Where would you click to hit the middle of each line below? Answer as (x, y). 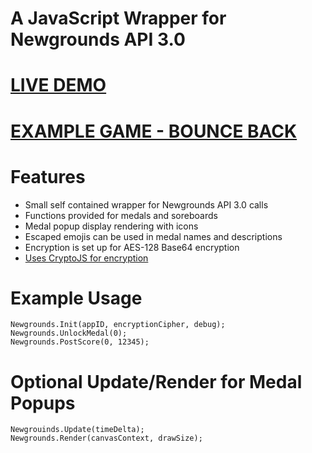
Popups (43, 403)
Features (48, 176)
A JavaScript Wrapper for (118, 18)
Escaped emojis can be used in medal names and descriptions (153, 236)
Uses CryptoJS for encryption (86, 258)
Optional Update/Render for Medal (156, 381)
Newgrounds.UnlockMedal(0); (69, 333)
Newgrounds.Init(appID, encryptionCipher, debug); (118, 325)
